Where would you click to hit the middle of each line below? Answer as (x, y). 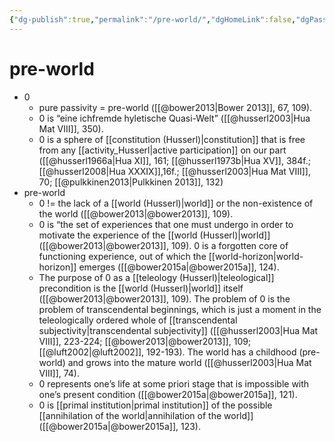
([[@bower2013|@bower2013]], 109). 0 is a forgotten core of (163, 245)
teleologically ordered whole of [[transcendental (138, 320)
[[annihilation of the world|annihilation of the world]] (146, 415)
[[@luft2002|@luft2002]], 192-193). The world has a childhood (167, 352)
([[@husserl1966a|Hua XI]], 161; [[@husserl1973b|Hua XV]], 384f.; (174, 160)
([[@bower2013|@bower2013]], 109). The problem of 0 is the (164, 298)
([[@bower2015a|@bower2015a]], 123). (119, 426)
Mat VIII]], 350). (71, 128)
